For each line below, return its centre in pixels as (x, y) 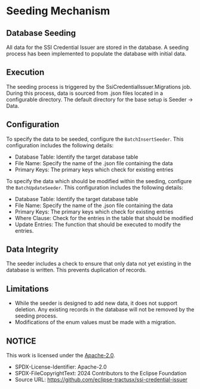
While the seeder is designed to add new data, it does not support (96, 303)
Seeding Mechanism (58, 11)
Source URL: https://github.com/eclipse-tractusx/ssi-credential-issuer (101, 379)
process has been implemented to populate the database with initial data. (96, 54)
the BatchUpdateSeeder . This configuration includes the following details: (95, 187)
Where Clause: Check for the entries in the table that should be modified (104, 218)
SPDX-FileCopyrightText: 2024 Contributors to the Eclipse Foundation (101, 373)
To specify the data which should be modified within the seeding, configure (99, 181)
